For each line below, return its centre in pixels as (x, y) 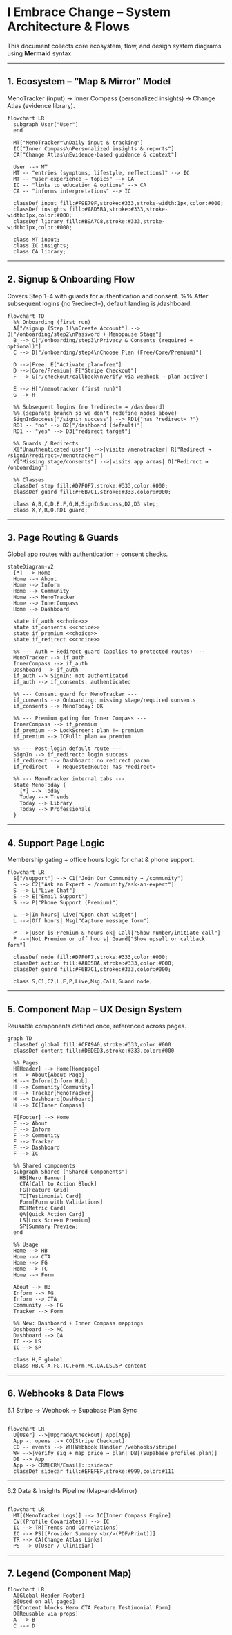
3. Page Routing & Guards (63, 537)
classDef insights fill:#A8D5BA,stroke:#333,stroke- (91, 209)
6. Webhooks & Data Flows (66, 1394)
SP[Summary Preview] (49, 1226)
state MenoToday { (40, 785)
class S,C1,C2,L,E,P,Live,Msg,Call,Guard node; (83, 982)
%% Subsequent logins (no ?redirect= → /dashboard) (89, 407)
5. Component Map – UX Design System (94, 1009)
